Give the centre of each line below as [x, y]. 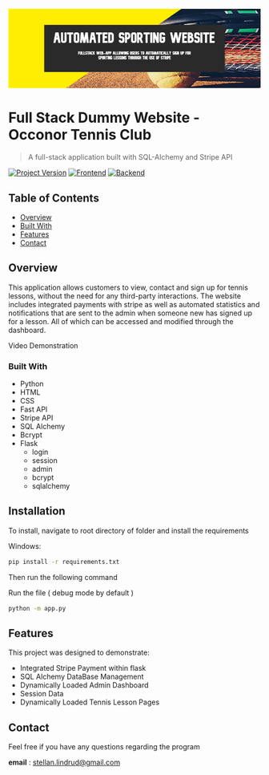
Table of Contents [54, 198]
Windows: [25, 546]
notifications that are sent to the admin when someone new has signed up [130, 313]
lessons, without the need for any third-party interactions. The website [125, 296]
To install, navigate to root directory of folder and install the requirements [129, 530]
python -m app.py [37, 608]
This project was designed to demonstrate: [79, 653]
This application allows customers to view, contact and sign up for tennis [128, 287]
